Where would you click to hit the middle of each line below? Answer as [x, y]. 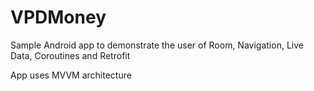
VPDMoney [58, 17]
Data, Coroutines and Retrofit [70, 55]
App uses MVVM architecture [71, 75]
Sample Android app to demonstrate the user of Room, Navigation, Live [157, 45]
